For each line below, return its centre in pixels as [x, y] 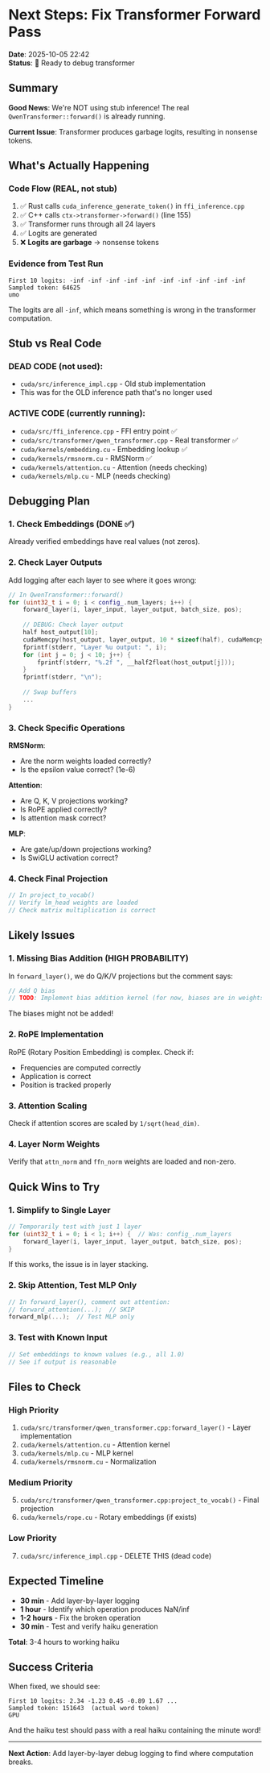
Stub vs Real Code [55, 344]
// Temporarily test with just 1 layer [75, 1227]
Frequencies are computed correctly [80, 1067]
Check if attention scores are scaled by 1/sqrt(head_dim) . [104, 1123]
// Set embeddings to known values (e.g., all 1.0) [96, 1354]
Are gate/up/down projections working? [86, 849]
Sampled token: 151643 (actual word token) [84, 1709]
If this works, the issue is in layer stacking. [78, 1264]
